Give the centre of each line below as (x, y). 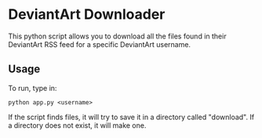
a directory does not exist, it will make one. (77, 125)
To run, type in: (33, 88)
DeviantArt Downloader (87, 15)
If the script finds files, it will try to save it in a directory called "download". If (131, 117)
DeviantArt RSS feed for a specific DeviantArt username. (99, 44)
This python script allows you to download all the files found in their (117, 36)
